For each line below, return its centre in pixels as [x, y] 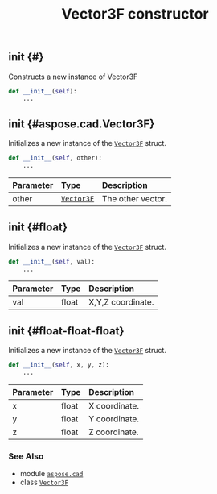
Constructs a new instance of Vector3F [73, 77]
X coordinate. [113, 406]
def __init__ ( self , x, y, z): [59, 365]
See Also [26, 456]
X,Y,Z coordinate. [121, 302]
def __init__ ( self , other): [55, 158]
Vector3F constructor [135, 14]
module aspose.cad [51, 474]
